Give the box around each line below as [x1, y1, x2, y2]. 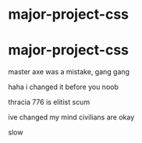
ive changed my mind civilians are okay [8, 113, 135, 122]
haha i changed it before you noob [8, 82, 119, 91]
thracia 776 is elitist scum [8, 98, 91, 107]
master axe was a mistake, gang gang [8, 67, 130, 77]
